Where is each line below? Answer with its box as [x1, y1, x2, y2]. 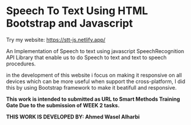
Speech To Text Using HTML [6, 4, 148, 18]
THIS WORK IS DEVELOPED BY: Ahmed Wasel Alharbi [6, 113, 140, 120]
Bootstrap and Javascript [6, 17, 133, 30]
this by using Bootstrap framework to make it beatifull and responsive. [6, 84, 177, 91]
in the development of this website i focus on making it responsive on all [6, 71, 182, 78]
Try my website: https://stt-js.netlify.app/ [6, 36, 106, 43]
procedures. [6, 60, 36, 67]
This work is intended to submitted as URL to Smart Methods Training [6, 96, 180, 103]
